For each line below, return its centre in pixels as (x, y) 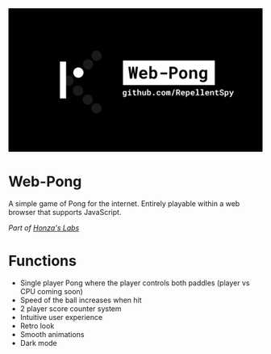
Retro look (37, 326)
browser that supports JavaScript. (65, 213)
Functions (42, 261)
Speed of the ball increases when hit (81, 300)
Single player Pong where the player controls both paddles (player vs (135, 283)
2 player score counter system (71, 309)
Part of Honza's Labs (44, 228)
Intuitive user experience (61, 318)
